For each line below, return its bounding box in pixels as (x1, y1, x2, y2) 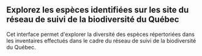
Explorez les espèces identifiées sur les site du (6, 5, 189, 15)
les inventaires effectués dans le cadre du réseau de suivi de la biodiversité (6, 37, 196, 44)
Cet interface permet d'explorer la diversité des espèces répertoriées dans (6, 30, 195, 38)
